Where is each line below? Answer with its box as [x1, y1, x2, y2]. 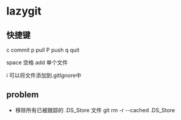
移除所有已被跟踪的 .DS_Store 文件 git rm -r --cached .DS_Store [15, 106, 176, 113]
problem [6, 90, 39, 100]
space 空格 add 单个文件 [6, 59, 68, 66]
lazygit [6, 4, 41, 18]
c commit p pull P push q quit [6, 47, 80, 53]
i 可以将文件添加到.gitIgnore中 [6, 72, 82, 79]
